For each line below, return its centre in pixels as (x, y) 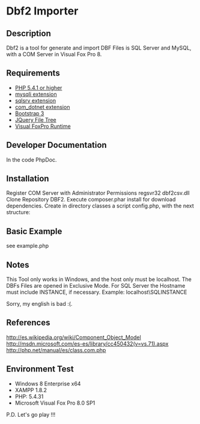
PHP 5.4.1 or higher (38, 87)
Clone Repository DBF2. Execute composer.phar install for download (91, 200)
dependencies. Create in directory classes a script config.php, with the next (100, 206)
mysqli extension (36, 94)
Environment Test (40, 369)
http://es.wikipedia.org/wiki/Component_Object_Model (74, 337)
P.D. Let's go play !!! (31, 414)
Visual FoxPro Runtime (43, 126)
